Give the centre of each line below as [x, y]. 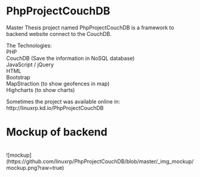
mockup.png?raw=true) [35, 167]
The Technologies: [29, 45]
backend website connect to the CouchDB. [59, 33]
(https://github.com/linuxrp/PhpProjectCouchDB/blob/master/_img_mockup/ [100, 161]
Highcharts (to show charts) [41, 90]
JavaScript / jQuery [30, 65]
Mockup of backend [57, 132]
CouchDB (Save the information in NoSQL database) [70, 58]
